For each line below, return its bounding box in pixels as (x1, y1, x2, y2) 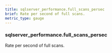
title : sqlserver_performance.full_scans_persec (5, 7, 105, 12)
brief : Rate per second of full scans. (5, 11, 85, 16)
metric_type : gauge (5, 16, 44, 21)
